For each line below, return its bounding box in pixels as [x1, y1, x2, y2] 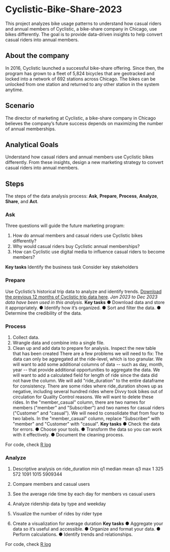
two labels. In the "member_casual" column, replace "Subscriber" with [12, 416, 160, 422]
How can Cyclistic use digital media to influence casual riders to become [12, 249, 165, 255]
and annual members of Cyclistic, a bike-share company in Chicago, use [5, 25, 157, 32]
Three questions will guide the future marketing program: [5, 223, 125, 229]
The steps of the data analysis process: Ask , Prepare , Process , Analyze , [5, 193, 158, 199]
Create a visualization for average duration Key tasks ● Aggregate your [12, 520, 163, 527]
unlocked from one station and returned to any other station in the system [5, 81, 160, 87]
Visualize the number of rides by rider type [12, 511, 103, 517]
